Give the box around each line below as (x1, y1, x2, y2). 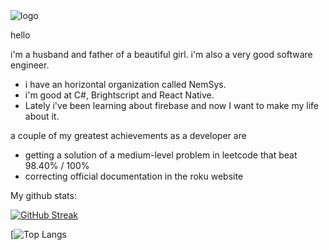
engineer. (10, 59, 50, 71)
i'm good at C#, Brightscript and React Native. (24, 89, 215, 101)
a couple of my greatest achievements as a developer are (10, 130, 247, 141)
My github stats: (10, 190, 77, 201)
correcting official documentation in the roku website (24, 170, 244, 182)
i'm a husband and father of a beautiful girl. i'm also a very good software (10, 49, 313, 60)
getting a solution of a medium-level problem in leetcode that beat (24, 149, 298, 161)
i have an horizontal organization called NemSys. (24, 79, 227, 90)
